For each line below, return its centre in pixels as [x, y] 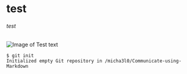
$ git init [20, 56]
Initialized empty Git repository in [54, 61]
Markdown [17, 66]
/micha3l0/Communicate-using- [143, 61]
